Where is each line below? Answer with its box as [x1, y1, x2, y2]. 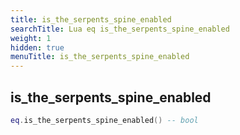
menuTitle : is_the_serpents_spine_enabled [10, 52, 190, 62]
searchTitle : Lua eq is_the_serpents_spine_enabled [10, 24, 230, 34]
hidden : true [10, 42, 65, 53]
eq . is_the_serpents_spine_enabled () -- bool [10, 115, 199, 125]
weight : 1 [10, 33, 52, 43]
